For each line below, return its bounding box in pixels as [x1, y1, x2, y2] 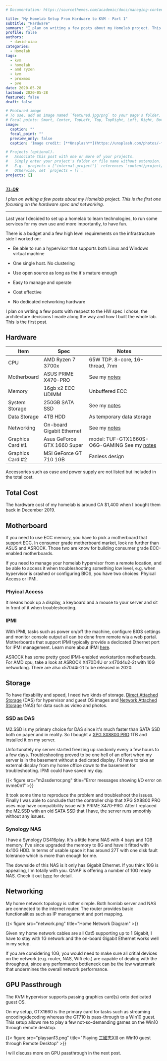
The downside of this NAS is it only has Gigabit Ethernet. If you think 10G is [5, 862, 159, 868]
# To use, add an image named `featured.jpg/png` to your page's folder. [5, 113, 162, 118]
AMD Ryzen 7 [43, 356, 76, 363]
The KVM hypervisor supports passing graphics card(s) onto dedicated [5, 993, 152, 999]
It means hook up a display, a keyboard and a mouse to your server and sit [5, 599, 158, 606]
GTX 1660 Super [43, 442, 84, 449]
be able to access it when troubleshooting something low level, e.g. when [5, 565, 156, 571]
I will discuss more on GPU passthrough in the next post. [5, 1050, 121, 1056]
